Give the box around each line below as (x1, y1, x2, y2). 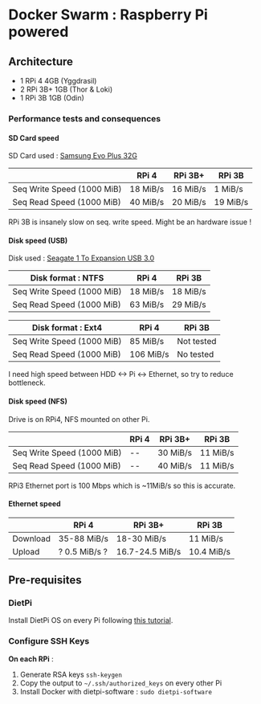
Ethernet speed (8, 499, 62, 509)
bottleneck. (8, 378, 46, 387)
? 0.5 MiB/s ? (58, 546, 108, 557)
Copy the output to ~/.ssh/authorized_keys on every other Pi (19, 677, 222, 688)
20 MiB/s (171, 197, 206, 208)
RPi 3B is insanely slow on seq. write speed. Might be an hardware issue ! (8, 217, 251, 227)
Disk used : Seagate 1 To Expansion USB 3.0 (8, 253, 155, 263)
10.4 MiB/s (188, 546, 231, 557)
